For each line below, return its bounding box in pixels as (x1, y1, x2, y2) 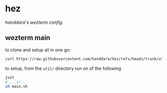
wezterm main (5, 34, 51, 42)
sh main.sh (5, 84, 28, 89)
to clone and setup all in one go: (5, 46, 71, 52)
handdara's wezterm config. (5, 19, 64, 25)
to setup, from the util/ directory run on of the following (5, 65, 122, 71)
